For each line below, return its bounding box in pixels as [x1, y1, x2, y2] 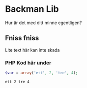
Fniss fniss [5, 34, 39, 42]
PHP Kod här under [5, 59, 52, 66]
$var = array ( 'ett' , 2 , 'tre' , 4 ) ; [5, 70, 78, 76]
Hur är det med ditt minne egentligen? [5, 20, 82, 26]
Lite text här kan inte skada [5, 47, 60, 53]
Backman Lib [5, 3, 59, 15]
